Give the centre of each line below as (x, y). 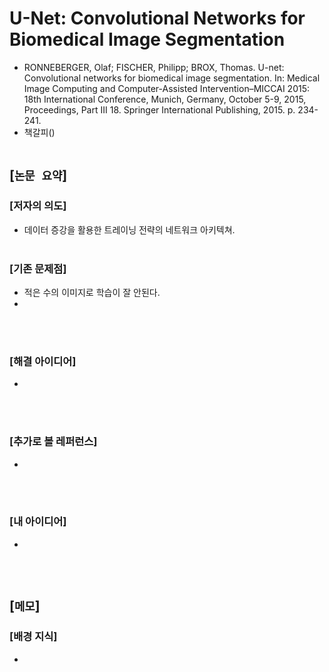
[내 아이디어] (38, 522)
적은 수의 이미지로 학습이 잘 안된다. (92, 292)
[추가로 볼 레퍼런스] (53, 442)
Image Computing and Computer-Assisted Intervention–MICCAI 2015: (167, 88)
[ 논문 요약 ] (38, 175)
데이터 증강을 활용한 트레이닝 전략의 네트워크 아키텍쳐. (129, 229)
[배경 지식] (33, 637)
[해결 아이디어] (43, 361)
